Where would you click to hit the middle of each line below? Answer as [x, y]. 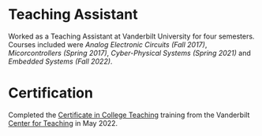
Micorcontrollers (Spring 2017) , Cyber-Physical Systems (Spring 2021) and [129, 53]
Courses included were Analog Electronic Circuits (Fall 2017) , [108, 44]
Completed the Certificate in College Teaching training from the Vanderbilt [129, 115]
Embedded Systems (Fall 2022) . [60, 61]
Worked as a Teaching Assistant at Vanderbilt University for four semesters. [131, 36]
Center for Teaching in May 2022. [63, 123]
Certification [51, 93]
